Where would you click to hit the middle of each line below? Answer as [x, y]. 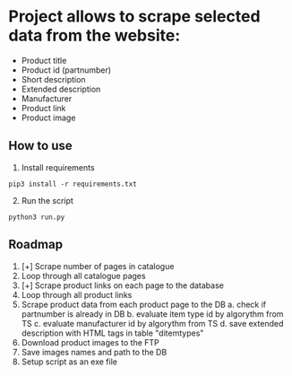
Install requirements [58, 167]
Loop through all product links [77, 294]
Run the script [47, 200]
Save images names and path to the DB [94, 352]
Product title [44, 60]
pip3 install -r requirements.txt [73, 184]
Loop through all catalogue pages [83, 275]
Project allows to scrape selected [134, 17]
